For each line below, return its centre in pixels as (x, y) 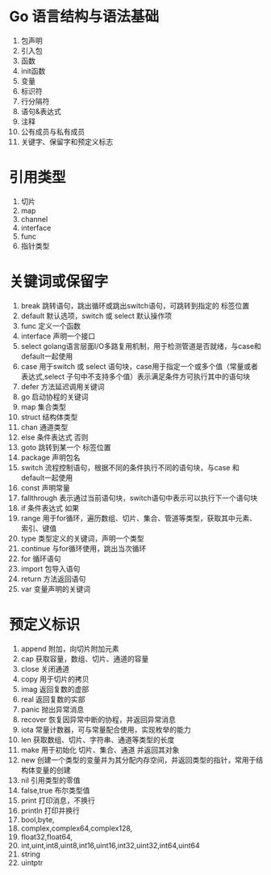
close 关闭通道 (45, 669)
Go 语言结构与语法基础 (84, 17)
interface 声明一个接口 (58, 336)
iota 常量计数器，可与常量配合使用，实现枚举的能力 (106, 729)
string (31, 854)
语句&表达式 (41, 111)
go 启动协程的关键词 (54, 397)
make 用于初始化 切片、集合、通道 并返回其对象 (100, 750)
